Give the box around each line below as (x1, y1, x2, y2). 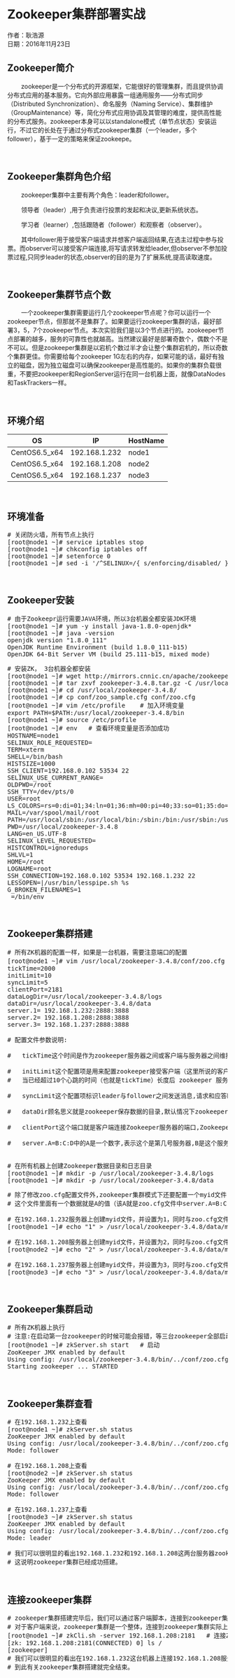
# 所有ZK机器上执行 (7, 1324, 65, 1331)
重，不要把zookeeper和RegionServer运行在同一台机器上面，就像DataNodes (7, 370, 226, 378)
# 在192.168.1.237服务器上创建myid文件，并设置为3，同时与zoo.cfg (7, 1261, 218, 1268)
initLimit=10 (7, 971, 52, 979)
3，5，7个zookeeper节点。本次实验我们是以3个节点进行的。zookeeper (13, 326, 218, 335)
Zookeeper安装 (7, 595, 75, 606)
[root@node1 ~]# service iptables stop (7, 539, 144, 546)
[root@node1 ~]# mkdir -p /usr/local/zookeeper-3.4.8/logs (7, 1169, 215, 1177)
